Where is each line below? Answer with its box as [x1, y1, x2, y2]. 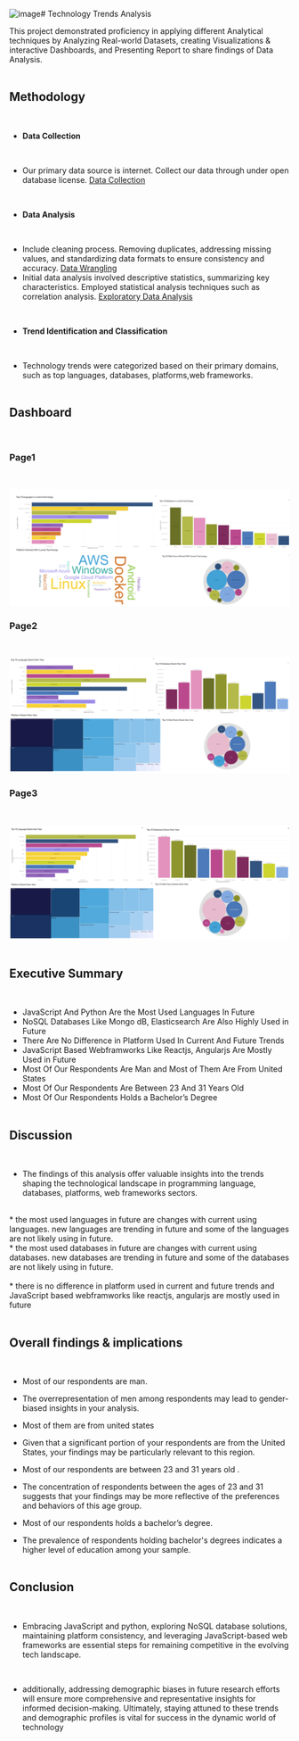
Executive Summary [9, 966, 124, 982]
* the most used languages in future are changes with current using [9, 1215, 257, 1225]
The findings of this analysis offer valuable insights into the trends [21, 1169, 264, 1180]
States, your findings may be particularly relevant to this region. [21, 1447, 255, 1458]
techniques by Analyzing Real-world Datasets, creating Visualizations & [9, 36, 271, 46]
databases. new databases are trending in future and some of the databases [9, 1252, 289, 1263]
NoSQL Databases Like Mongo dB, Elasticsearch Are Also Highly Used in [21, 1016, 289, 1027]
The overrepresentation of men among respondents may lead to [21, 1393, 258, 1405]
